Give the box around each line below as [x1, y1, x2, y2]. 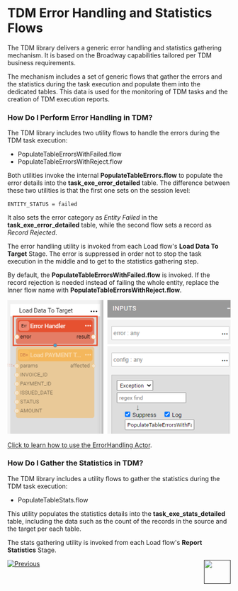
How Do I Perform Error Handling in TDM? [7, 112, 153, 122]
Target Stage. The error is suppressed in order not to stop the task [7, 249, 202, 258]
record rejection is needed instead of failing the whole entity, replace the [7, 278, 220, 287]
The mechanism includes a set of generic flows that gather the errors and [7, 72, 222, 81]
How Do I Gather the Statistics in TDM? [7, 458, 144, 468]
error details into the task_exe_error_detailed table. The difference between [7, 179, 230, 187]
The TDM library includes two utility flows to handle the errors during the [7, 129, 220, 137]
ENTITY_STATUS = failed [7, 201, 78, 208]
